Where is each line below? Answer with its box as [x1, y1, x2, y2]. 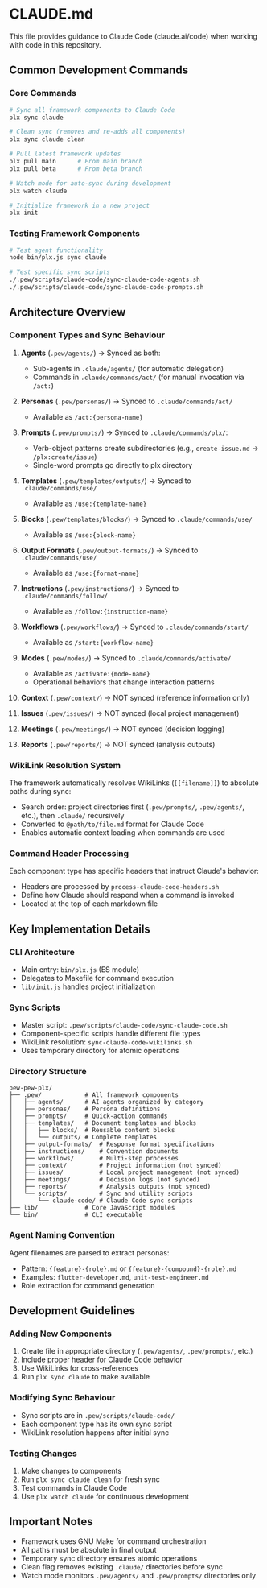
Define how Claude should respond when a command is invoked [20, 891, 235, 900]
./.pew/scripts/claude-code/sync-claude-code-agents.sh [9, 275, 200, 284]
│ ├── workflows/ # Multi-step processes [9, 1155, 179, 1163]
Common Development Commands [9, 64, 188, 77]
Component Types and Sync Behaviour [9, 329, 166, 341]
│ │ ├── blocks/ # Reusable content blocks [9, 1127, 175, 1135]
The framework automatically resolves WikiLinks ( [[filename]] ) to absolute [9, 778, 260, 788]
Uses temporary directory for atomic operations [20, 1046, 179, 1056]
